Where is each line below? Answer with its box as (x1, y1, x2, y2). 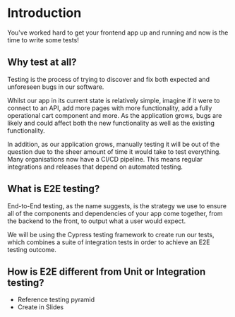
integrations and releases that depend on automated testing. (7, 162, 183, 171)
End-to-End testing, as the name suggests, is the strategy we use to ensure (7, 201, 227, 210)
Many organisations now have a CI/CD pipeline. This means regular (7, 155, 203, 163)
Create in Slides (17, 303, 64, 311)
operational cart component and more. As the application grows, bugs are (7, 111, 222, 119)
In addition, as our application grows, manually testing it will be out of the (7, 140, 220, 148)
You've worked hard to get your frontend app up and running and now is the (7, 28, 229, 37)
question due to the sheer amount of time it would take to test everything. (7, 147, 221, 156)
